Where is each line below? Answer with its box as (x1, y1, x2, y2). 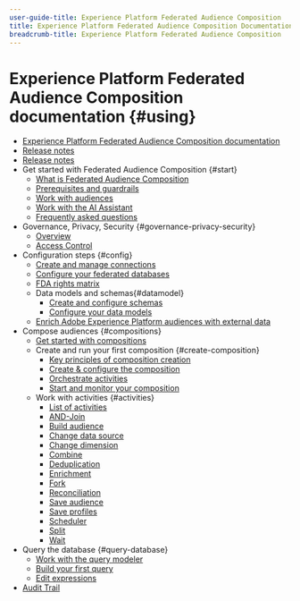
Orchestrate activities (48, 373, 128, 385)
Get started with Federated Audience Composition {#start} (21, 165, 238, 175)
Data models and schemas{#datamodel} (35, 288, 185, 299)
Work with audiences (35, 193, 113, 204)
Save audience (48, 497, 104, 508)
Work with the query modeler (35, 554, 144, 564)
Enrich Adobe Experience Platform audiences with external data (35, 317, 271, 327)
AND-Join (48, 411, 86, 422)
